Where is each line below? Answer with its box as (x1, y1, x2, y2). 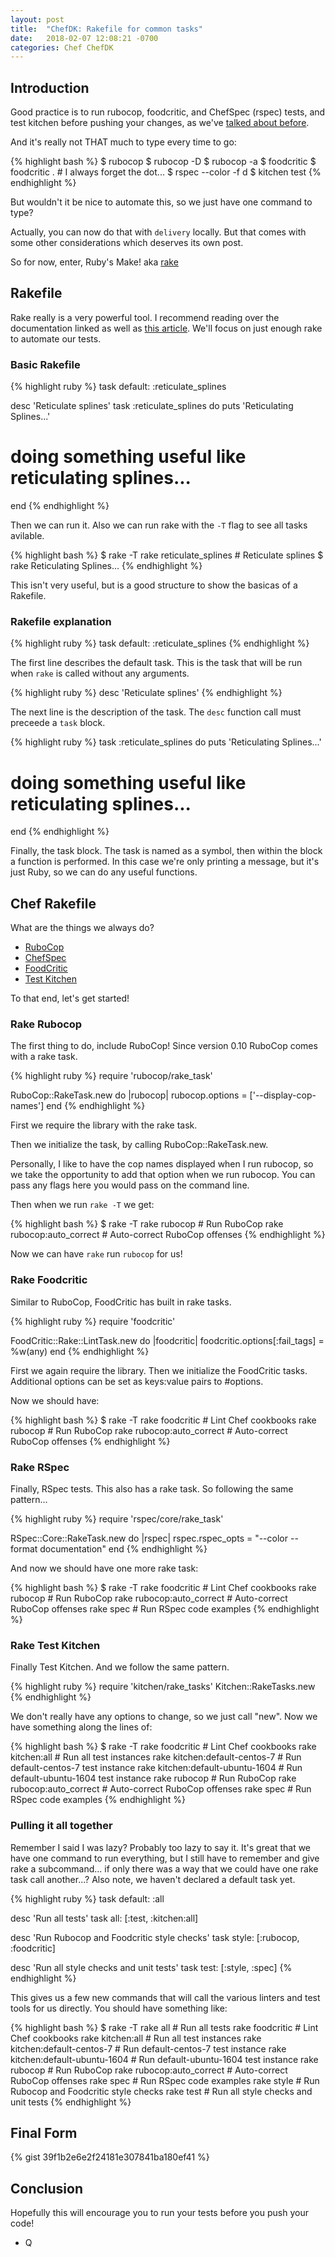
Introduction (10, 79, 90, 96)
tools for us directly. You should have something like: (10, 2002, 228, 2014)
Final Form (10, 2125, 78, 2142)
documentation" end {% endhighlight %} (39, 1543, 208, 1555)
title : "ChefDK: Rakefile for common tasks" (10, 24, 203, 34)
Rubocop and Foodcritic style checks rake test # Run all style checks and (10, 2085, 313, 2097)
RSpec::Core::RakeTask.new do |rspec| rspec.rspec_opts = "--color (10, 1532, 289, 1545)
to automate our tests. (10, 332, 102, 345)
